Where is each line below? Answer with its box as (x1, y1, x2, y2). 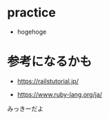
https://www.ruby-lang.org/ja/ (17, 90, 102, 98)
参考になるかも (7, 54, 92, 69)
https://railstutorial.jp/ (17, 77, 79, 85)
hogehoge (17, 28, 47, 36)
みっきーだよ (7, 105, 43, 113)
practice (7, 5, 57, 21)
